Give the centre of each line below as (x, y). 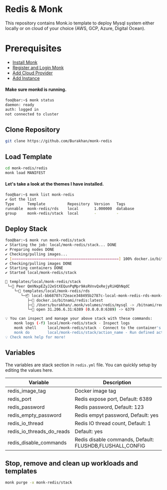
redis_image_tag (27, 391)
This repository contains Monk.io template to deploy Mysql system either (80, 23)
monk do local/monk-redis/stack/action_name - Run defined (84, 332)
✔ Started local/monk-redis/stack (41, 273)
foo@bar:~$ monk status (30, 100)
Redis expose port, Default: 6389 (113, 399)
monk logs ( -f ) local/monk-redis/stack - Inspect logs (72, 323)
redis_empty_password (35, 415)
